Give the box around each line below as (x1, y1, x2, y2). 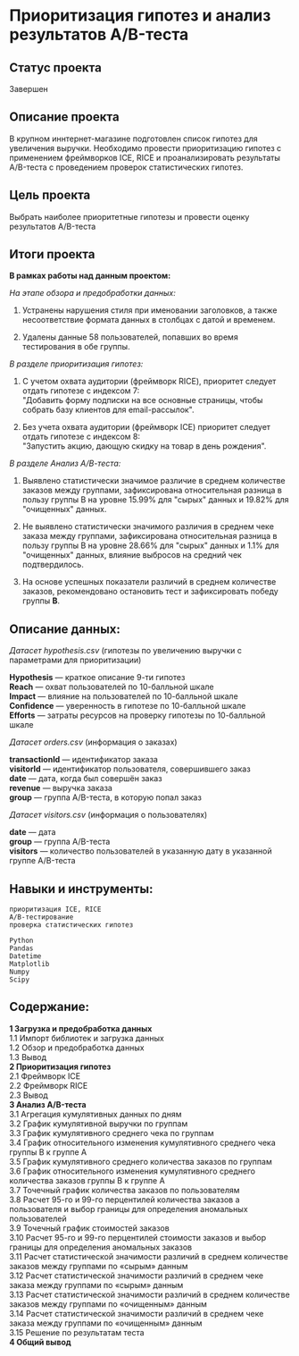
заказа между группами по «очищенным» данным (9, 1318, 203, 1328)
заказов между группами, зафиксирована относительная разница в (21, 484, 283, 496)
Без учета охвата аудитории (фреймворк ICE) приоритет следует (21, 422, 270, 433)
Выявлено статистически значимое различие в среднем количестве (21, 476, 286, 486)
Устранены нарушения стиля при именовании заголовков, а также (21, 305, 278, 316)
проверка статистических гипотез (9, 921, 134, 930)
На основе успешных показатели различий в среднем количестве (21, 577, 277, 587)
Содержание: (9, 999, 90, 1015)
